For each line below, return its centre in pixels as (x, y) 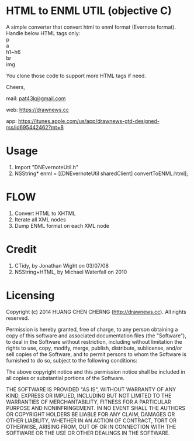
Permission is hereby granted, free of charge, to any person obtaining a (92, 329)
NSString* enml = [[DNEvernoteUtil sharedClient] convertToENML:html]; (101, 173)
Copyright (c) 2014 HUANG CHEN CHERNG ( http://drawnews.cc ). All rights (96, 312)
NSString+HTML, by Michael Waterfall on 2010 (71, 272)
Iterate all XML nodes (40, 219)
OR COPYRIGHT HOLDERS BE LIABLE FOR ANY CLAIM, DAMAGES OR (91, 414)
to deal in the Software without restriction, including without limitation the (94, 341)
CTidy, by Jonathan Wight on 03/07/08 (62, 265)
